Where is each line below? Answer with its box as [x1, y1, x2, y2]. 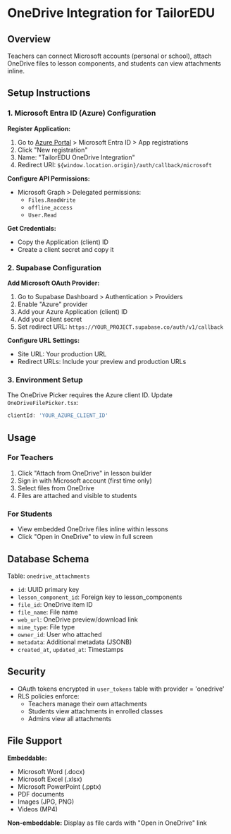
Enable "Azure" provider [17, 300, 88, 308]
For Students [7, 509, 53, 519]
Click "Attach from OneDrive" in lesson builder [17, 469, 152, 477]
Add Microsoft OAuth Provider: [7, 279, 100, 287]
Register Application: [7, 124, 71, 133]
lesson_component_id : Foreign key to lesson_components [17, 593, 182, 601]
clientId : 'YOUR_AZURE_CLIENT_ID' [7, 412, 109, 419]
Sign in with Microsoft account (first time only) [17, 476, 153, 485]
